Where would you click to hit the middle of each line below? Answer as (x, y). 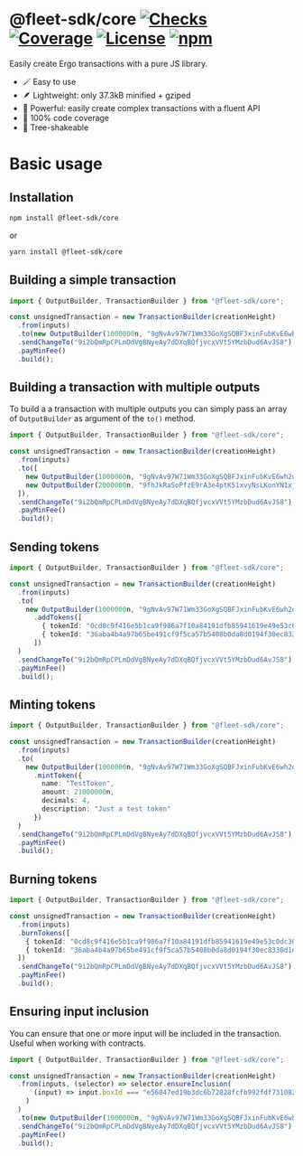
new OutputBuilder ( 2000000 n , (80, 485)
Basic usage (56, 164)
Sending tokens (54, 547)
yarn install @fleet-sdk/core (66, 252)
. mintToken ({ (58, 775)
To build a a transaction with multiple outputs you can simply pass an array (148, 409)
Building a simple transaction (93, 280)
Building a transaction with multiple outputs (135, 387)
